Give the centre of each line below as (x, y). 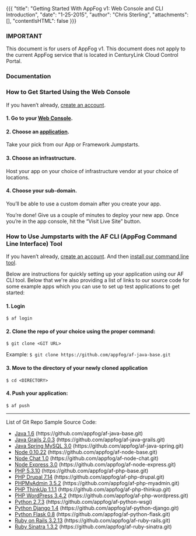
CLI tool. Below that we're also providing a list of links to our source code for (98, 280)
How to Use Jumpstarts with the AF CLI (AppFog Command (92, 236)
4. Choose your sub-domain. (42, 191)
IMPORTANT (24, 36)
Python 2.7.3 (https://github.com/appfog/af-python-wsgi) (83, 501)
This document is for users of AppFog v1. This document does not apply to (96, 49)
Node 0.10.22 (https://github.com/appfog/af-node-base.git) (86, 452)
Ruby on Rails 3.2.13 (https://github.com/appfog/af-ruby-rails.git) (92, 520)
